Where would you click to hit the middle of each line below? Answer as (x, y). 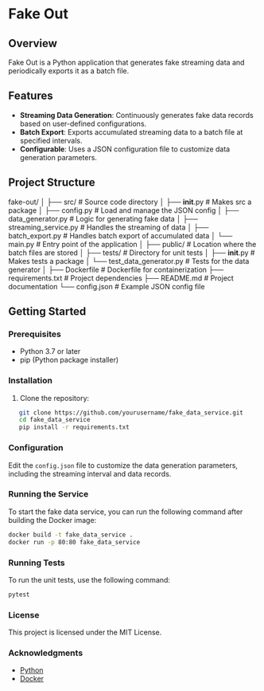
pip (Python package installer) (69, 360)
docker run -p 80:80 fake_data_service (74, 542)
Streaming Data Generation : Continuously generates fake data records (136, 115)
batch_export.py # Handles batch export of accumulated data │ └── (120, 235)
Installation (31, 381)
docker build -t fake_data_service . (71, 535)
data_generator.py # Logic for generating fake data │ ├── (103, 218)
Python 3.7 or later (50, 351)
